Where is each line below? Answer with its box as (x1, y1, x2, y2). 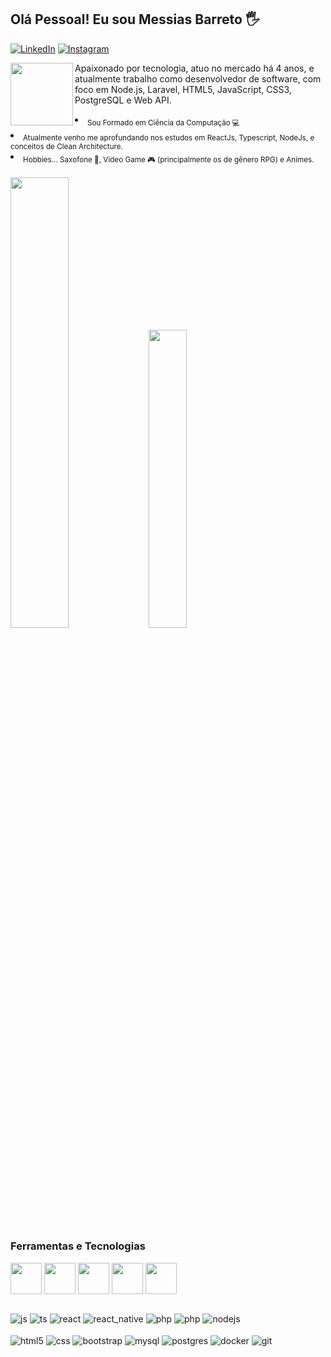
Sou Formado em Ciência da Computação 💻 (87, 117, 241, 128)
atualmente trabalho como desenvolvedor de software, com (74, 72, 322, 85)
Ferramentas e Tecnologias (10, 1239, 146, 1253)
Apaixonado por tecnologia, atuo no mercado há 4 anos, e (74, 62, 315, 74)
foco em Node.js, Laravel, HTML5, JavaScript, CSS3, (74, 83, 292, 95)
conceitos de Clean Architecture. (10, 142, 123, 152)
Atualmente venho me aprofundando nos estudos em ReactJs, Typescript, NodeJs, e (23, 133, 315, 143)
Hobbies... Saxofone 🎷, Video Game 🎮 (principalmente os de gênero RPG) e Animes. (23, 155, 315, 165)
